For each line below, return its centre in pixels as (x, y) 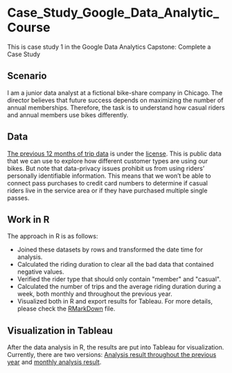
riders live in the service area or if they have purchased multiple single (107, 190)
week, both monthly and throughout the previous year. (95, 294)
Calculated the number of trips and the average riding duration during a (119, 287)
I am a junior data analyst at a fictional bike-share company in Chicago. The (115, 92)
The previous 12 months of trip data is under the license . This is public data (114, 154)
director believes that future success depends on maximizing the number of (115, 100)
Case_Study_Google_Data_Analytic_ (113, 13)
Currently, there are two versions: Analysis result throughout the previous (112, 355)
